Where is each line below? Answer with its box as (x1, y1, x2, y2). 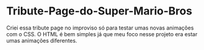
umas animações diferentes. (6, 37, 77, 44)
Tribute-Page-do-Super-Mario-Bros (6, 4, 192, 18)
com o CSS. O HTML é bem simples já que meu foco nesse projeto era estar (6, 30, 198, 37)
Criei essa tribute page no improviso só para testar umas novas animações (6, 24, 194, 31)
